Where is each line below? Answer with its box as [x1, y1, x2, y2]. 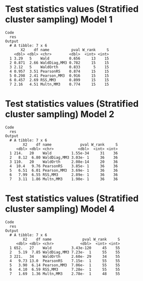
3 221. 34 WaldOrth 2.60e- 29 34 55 [9, 254, 120, 259]
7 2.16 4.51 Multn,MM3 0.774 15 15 [9, 82, 109, 87]
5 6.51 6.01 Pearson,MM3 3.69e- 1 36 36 [9, 168, 118, 173]
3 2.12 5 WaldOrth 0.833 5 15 [9, 64, 109, 69]
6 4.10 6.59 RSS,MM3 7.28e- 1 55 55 [9, 267, 120, 272]
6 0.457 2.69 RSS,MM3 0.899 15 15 [9, 77, 109, 82]
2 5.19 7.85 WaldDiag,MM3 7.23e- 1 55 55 [9, 250, 120, 254]
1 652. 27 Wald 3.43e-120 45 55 [9, 245, 120, 250]
